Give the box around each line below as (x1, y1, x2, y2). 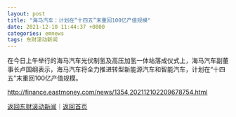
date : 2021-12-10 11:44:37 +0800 (7, 23, 105, 30)
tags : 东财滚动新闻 (7, 36, 58, 43)
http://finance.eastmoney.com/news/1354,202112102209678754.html (7, 88, 208, 97)
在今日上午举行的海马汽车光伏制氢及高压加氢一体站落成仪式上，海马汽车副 (7, 57, 223, 65)
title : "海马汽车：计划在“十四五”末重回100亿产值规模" (7, 17, 151, 24)
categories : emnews (7, 29, 65, 37)
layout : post (7, 10, 46, 18)
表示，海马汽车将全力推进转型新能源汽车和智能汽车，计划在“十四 (37, 65, 226, 74)
